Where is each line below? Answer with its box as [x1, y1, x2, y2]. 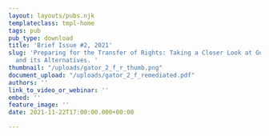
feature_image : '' [8, 101, 70, 109]
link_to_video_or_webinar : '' [8, 86, 110, 94]
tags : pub [8, 26, 42, 34]
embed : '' [8, 94, 42, 102]
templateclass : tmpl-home [8, 19, 94, 27]
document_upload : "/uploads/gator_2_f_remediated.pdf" [8, 71, 195, 79]
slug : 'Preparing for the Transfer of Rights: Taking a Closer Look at [8, 49, 252, 57]
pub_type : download [8, 34, 74, 42]
